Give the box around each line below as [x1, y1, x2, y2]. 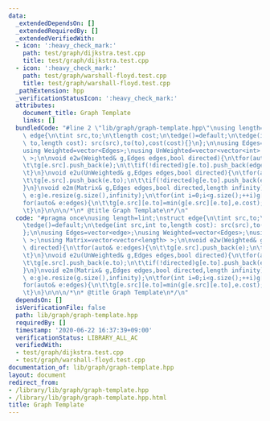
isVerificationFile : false [15, 303, 106, 312]
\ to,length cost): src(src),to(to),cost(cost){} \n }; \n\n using [22, 138, 239, 147]
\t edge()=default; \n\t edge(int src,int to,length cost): [22, 221, 218, 229]
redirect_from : [8, 378, 59, 386]
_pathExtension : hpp [15, 86, 84, 95]
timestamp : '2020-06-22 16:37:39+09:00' [15, 326, 153, 334]
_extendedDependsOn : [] [15, 19, 95, 27]
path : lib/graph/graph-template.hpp [15, 311, 138, 319]
